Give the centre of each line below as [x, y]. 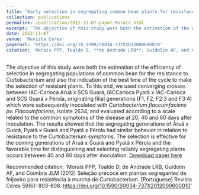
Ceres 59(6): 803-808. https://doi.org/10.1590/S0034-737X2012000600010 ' [99, 186]
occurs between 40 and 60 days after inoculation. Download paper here [94, 155]
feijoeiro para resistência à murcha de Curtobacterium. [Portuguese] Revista [99, 179]
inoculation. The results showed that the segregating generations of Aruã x [97, 124]
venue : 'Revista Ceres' [36, 39]
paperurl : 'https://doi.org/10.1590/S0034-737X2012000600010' [84, 45]
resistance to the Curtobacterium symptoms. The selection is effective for [96, 136]
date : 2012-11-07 [28, 34]
